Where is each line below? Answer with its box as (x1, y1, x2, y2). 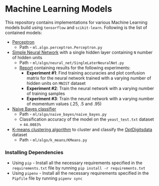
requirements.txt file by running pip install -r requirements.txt (12, 165, 145, 171)
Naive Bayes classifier (12, 106, 57, 112)
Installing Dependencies (5, 149, 64, 155)
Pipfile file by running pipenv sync (12, 175, 83, 181)
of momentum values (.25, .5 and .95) (26, 101, 102, 107)
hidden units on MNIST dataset (26, 80, 86, 86)
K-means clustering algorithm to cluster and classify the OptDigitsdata (12, 126, 153, 132)
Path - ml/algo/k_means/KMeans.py (19, 137, 87, 142)
